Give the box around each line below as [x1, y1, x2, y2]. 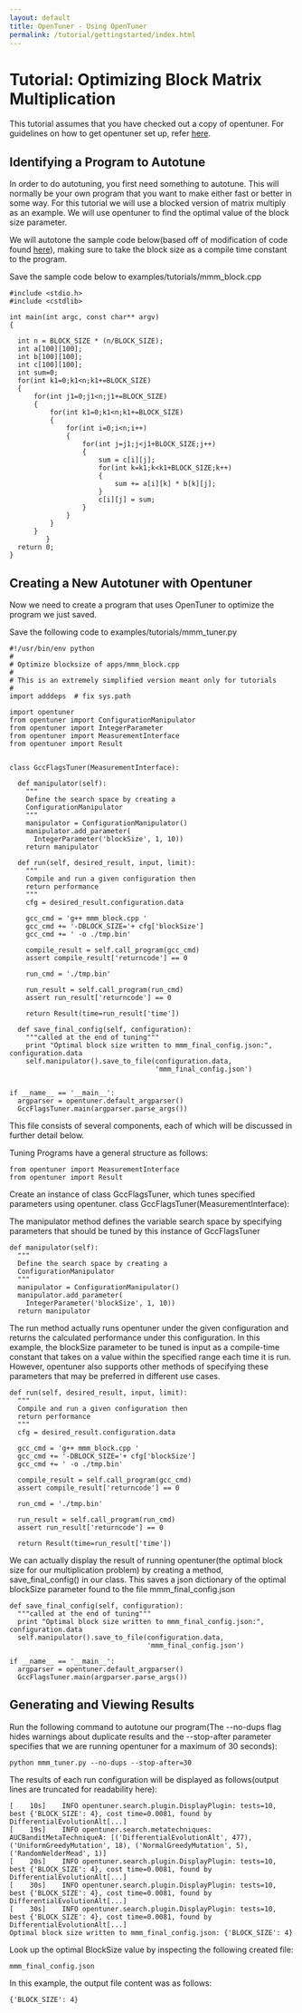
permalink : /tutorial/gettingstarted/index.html [9, 30, 196, 39]
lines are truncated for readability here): [9, 1784, 158, 1794]
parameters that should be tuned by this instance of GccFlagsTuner [9, 1225, 260, 1236]
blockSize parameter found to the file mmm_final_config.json [9, 1583, 235, 1594]
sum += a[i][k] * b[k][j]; [114, 480, 217, 489]
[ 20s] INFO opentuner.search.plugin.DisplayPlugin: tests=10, [9, 1856, 278, 1866]
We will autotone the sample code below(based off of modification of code [9, 235, 288, 246]
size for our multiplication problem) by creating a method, [9, 1564, 224, 1575]
